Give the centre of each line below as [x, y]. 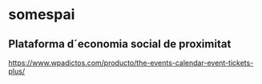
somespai [42, 15]
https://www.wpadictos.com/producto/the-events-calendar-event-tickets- [131, 63]
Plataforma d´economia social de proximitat [120, 44]
